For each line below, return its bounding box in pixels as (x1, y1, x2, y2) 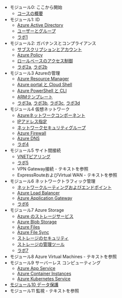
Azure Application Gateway (17, 195, 73, 201)
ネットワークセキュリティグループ (17, 125, 86, 131)
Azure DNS (17, 135, 40, 141)
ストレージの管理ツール (17, 241, 65, 247)
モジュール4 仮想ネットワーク (9, 106, 70, 112)
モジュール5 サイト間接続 (9, 147, 61, 153)
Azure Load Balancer (17, 190, 60, 196)
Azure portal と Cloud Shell (17, 82, 72, 87)
